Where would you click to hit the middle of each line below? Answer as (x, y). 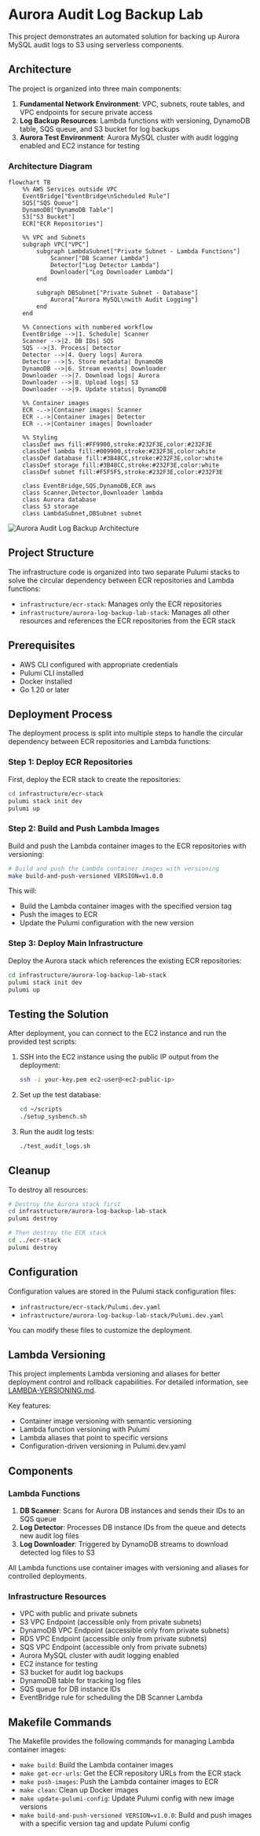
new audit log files (49, 1536)
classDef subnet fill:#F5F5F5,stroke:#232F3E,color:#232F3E (123, 472)
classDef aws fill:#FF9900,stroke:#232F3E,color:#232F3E (117, 445)
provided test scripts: (42, 1041)
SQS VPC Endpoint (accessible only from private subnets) (113, 1647)
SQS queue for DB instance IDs (70, 1689)
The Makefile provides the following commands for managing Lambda (121, 1741)
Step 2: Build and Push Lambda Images (84, 829)
